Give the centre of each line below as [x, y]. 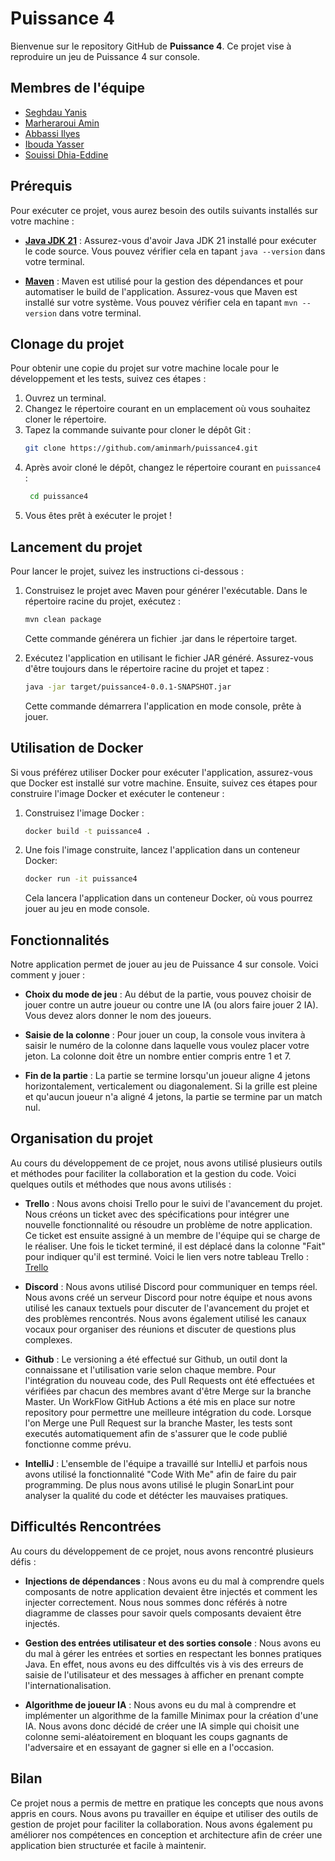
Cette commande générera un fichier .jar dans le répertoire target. [161, 638]
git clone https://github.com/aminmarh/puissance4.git [141, 448]
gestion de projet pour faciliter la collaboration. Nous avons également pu [161, 1824]
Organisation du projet [82, 1138]
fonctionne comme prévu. [78, 1444]
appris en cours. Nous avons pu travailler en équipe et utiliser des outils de [164, 1813]
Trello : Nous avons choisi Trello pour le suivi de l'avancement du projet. [173, 1203]
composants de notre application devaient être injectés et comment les [171, 1591]
